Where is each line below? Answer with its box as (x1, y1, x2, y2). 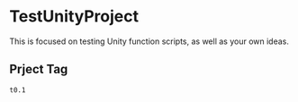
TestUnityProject (9, 6, 140, 27)
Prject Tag (9, 62, 68, 77)
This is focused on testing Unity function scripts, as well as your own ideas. (9, 36, 290, 47)
